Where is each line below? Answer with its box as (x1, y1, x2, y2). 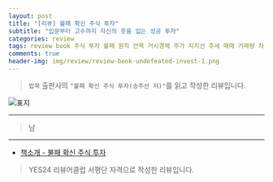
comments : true (8, 50, 60, 58)
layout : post (8, 11, 53, 20)
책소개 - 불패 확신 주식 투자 (19, 147, 106, 157)
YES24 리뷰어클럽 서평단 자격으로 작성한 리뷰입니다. (28, 164, 195, 175)
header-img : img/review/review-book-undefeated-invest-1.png (8, 58, 220, 66)
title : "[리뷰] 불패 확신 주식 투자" (8, 19, 119, 28)
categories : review (8, 34, 75, 43)
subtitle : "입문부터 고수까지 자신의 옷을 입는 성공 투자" (8, 27, 180, 35)
